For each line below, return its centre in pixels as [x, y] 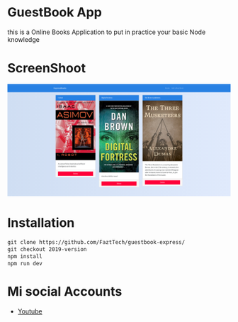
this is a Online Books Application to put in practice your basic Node [107, 32]
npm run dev [25, 264]
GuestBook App [55, 12]
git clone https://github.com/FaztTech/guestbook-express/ [96, 243]
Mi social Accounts [65, 292]
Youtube [30, 311]
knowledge [24, 39]
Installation [41, 222]
